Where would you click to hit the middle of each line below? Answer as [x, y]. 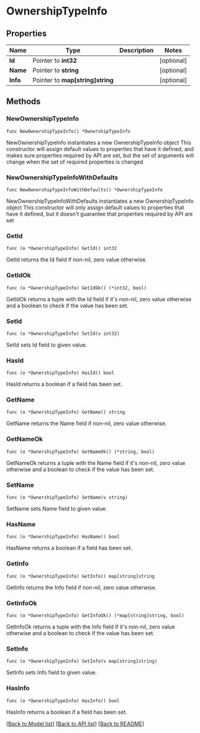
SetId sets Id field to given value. [47, 345]
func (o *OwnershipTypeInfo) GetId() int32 [62, 249]
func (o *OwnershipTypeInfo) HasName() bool [63, 537]
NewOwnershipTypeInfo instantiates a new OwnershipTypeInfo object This [99, 142]
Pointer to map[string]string [73, 80]
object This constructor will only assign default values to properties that [95, 207]
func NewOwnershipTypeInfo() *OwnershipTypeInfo [68, 131]
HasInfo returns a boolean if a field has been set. [67, 712]
